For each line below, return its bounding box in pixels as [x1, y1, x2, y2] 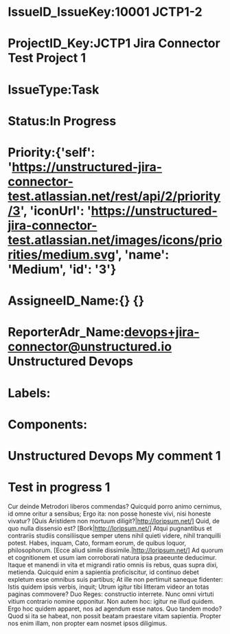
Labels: [8, 385, 51, 401]
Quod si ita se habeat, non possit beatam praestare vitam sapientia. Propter [8, 611, 222, 620]
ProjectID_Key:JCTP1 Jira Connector [8, 36, 220, 52]
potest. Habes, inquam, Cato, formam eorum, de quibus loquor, [8, 538, 187, 547]
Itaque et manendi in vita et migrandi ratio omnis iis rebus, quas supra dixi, [8, 560, 218, 569]
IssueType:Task [8, 82, 100, 97]
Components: [8, 417, 88, 432]
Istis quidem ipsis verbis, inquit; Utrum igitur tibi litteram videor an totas [8, 582, 209, 591]
